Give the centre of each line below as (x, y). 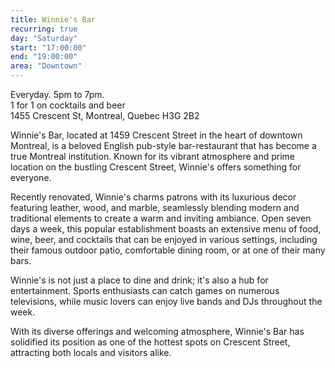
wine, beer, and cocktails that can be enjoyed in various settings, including (164, 239)
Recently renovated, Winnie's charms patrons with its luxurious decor (153, 197)
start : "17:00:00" (48, 47)
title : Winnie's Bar (53, 19)
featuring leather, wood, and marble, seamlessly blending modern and (155, 207)
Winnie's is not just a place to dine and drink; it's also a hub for (139, 280)
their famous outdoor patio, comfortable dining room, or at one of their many (168, 250)
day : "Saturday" (44, 38)
